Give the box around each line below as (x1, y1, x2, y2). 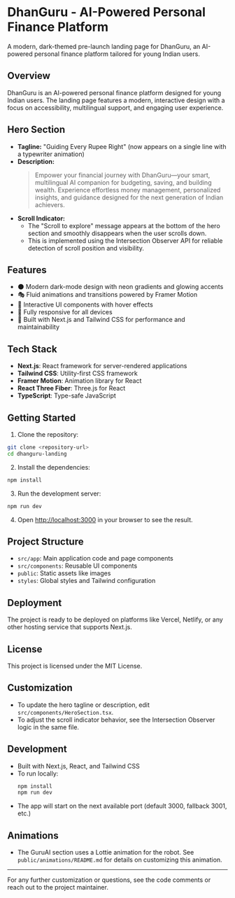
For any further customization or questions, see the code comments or (7, 876, 211, 884)
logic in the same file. (17, 722, 79, 731)
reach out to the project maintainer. (7, 883, 108, 892)
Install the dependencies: (17, 463, 91, 471)
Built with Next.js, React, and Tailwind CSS (17, 762, 140, 770)
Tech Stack (7, 343, 57, 355)
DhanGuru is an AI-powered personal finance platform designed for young (7, 88, 222, 97)
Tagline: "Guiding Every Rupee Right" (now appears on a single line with (17, 142, 227, 150)
